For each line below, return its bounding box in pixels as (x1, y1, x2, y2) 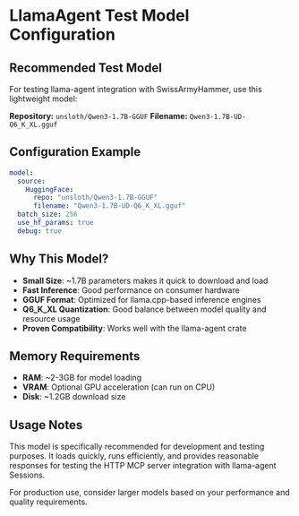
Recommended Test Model (9, 60, 163, 75)
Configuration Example (9, 144, 141, 159)
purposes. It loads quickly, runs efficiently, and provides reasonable (9, 451, 260, 461)
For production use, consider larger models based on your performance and (9, 487, 291, 498)
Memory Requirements (9, 348, 141, 364)
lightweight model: (9, 93, 78, 104)
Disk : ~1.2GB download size (21, 391, 126, 402)
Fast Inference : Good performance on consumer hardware (21, 284, 240, 296)
